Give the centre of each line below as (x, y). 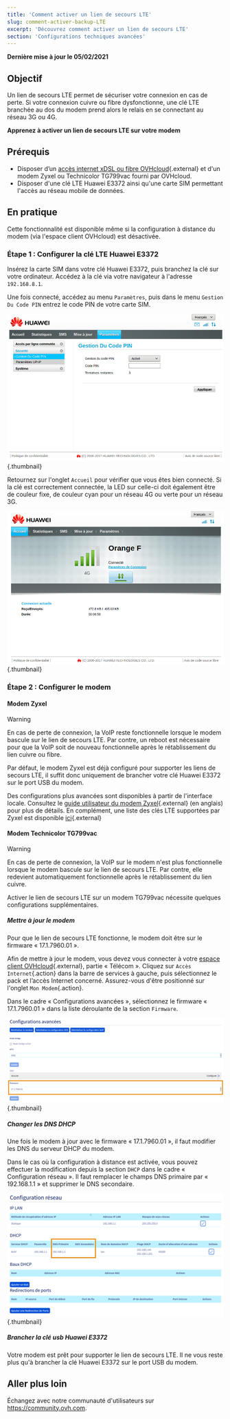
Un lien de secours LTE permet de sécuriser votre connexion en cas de (107, 95)
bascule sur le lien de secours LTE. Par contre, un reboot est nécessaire (109, 739)
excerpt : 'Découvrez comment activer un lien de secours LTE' (98, 29)
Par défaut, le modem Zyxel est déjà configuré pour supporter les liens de (112, 768)
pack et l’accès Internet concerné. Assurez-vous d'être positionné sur (106, 980)
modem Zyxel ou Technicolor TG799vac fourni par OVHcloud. (104, 176)
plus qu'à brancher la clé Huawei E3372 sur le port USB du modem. (103, 1362)
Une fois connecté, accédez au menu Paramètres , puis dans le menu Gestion (115, 297)
